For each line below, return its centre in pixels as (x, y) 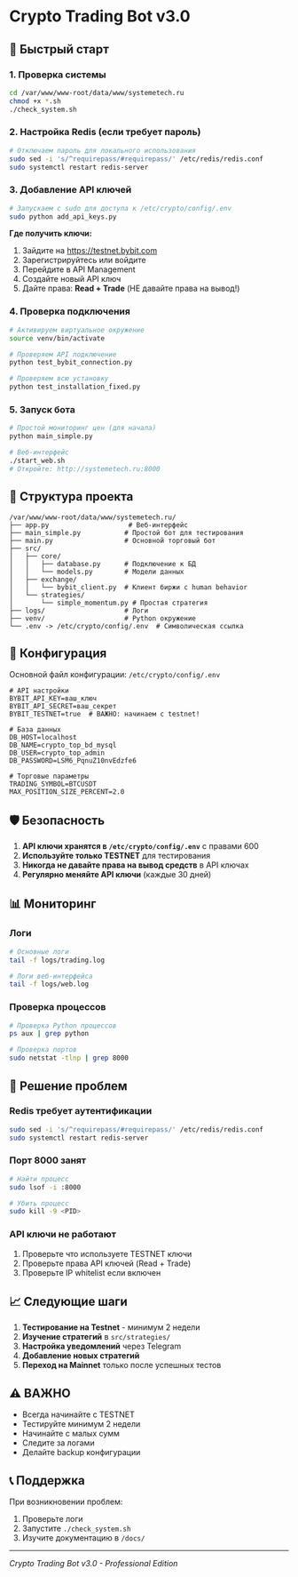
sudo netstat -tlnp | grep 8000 (69, 1058)
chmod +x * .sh (35, 101)
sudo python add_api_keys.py (63, 216)
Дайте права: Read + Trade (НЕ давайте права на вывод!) (131, 288)
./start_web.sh (37, 460)
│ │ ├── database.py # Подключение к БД (103, 564)
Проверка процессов (58, 1007)
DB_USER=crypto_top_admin (57, 753)
